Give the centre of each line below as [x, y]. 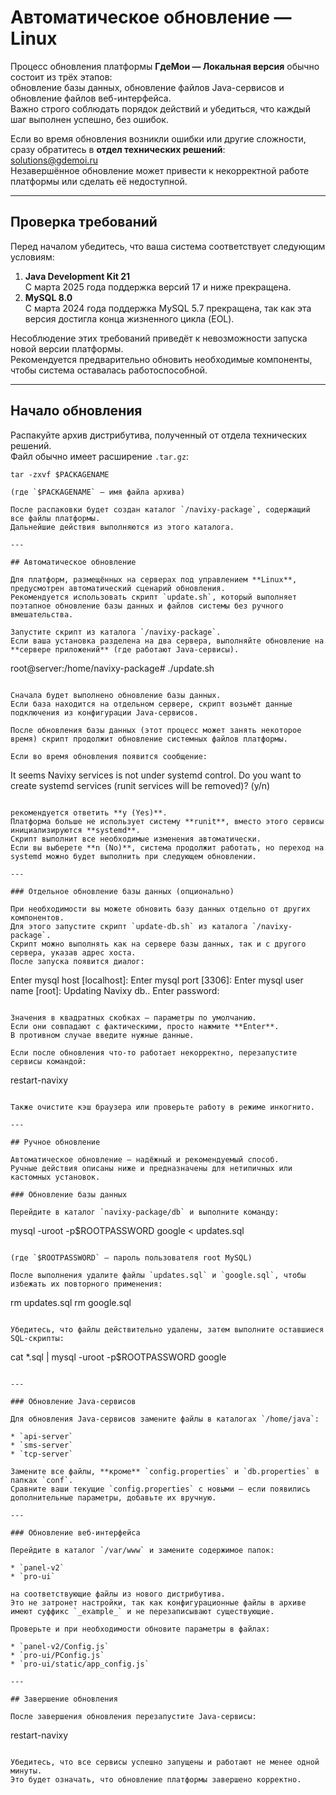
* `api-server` [42, 1436]
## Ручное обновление [55, 1142]
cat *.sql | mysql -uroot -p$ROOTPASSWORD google [118, 1357]
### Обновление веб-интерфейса [75, 1532]
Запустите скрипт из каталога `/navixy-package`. [116, 632]
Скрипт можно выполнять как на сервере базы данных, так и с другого [158, 944]
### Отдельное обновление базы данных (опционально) [122, 891]
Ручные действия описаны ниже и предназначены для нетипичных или [151, 1168]
